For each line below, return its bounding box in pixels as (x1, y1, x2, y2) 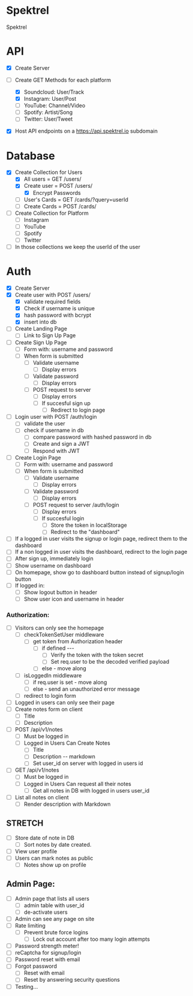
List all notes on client (14, 793, 69, 801)
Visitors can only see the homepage (14, 625, 104, 632)
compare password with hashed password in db (32, 433, 152, 441)
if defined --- (41, 644, 75, 652)
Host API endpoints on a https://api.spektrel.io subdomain (14, 127, 158, 135)
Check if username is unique (23, 305, 95, 312)
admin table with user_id (23, 901, 85, 909)
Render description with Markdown (23, 800, 111, 808)
